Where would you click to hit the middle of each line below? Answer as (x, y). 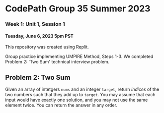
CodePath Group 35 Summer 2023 (78, 9)
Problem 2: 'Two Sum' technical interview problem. (57, 62)
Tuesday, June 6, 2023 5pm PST (39, 36)
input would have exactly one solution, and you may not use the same (77, 100)
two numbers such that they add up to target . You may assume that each (80, 95)
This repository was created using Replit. (47, 47)
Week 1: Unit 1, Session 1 (35, 24)
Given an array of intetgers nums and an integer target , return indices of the (82, 89)
